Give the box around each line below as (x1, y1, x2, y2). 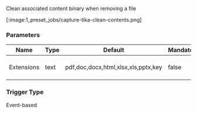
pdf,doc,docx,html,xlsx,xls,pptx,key (65, 63, 162, 71)
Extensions (9, 63, 40, 71)
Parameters (6, 30, 40, 39)
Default (103, 46, 124, 54)
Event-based (6, 101, 37, 108)
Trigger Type (6, 88, 44, 96)
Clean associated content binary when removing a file (6, 5, 137, 12)
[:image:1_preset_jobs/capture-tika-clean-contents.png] (6, 16, 142, 23)
